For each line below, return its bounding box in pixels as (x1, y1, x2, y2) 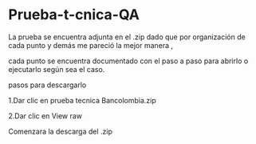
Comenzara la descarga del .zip (8, 126, 113, 136)
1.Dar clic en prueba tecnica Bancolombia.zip (8, 95, 157, 105)
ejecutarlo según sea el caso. (8, 64, 105, 74)
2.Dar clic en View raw (8, 110, 82, 121)
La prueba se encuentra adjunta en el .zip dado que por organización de (8, 32, 246, 42)
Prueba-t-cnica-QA (8, 6, 140, 24)
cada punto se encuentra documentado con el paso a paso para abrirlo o (8, 56, 249, 66)
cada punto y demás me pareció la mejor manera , (8, 40, 174, 50)
